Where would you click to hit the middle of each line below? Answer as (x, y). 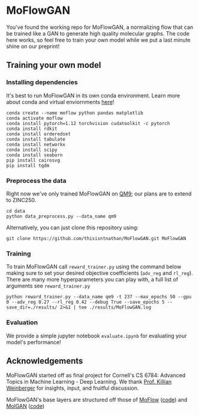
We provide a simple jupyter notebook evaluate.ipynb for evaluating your (97, 336)
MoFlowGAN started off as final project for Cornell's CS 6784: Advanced (96, 375)
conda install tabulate (36, 139)
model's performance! (34, 342)
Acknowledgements (45, 361)
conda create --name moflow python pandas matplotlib (75, 113)
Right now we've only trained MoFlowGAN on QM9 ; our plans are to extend (99, 194)
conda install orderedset (38, 134)
